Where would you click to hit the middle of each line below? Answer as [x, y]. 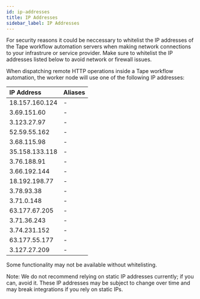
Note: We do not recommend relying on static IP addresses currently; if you [100, 277]
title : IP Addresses [32, 18]
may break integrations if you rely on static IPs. [65, 289]
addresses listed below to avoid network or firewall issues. [79, 59]
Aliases [74, 92]
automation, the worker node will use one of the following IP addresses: [95, 78]
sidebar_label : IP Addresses [43, 23]
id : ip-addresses [28, 12]
